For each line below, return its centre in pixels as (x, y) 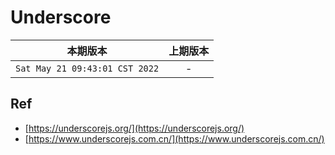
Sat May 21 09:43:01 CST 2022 (87, 68)
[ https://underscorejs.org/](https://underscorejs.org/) (134, 128)
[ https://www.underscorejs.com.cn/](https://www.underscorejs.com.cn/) (174, 138)
